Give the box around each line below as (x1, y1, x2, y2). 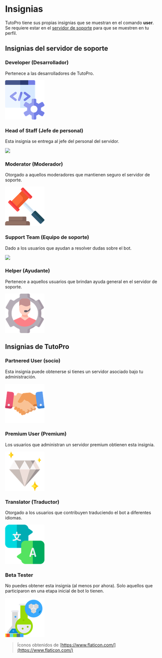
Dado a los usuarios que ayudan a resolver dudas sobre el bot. (5, 245, 132, 251)
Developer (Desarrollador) (5, 59, 69, 66)
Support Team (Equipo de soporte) (5, 234, 89, 241)
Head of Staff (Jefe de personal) (5, 127, 83, 134)
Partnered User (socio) (5, 357, 60, 364)
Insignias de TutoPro (5, 343, 70, 351)
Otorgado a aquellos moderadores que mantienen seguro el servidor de (5, 172, 150, 178)
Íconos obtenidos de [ (17, 642, 62, 648)
